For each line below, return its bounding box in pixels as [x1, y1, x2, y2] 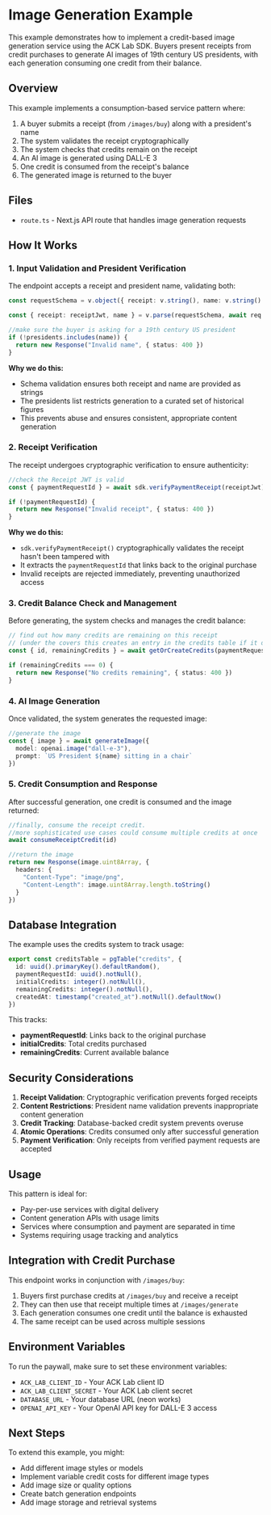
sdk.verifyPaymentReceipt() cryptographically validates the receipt [19, 543, 244, 553]
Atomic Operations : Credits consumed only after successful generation [19, 1127, 260, 1137]
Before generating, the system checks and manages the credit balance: [8, 616, 246, 625]
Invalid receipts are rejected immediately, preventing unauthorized [19, 569, 240, 579]
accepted [19, 1144, 52, 1154]
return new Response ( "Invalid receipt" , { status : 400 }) [15, 505, 215, 514]
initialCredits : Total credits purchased [19, 1039, 147, 1049]
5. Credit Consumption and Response [8, 778, 158, 789]
